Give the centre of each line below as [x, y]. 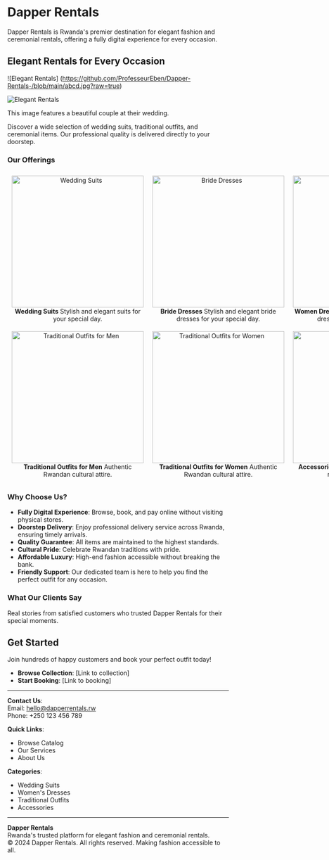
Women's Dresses [44, 792]
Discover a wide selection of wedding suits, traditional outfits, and [103, 127]
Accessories [36, 808]
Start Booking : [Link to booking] [64, 681]
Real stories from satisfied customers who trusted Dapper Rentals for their [115, 613]
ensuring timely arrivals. [52, 534]
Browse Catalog [41, 743]
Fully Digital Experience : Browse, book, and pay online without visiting [120, 512]
